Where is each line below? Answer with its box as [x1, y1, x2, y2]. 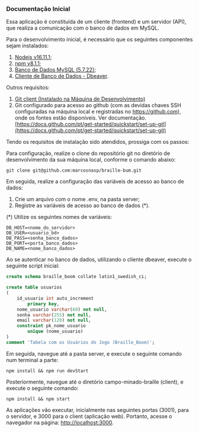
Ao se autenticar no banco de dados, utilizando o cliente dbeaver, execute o [6, 256, 192, 263]
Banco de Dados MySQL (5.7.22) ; [14, 66, 96, 73]
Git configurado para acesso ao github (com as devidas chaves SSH [14, 102, 182, 109]
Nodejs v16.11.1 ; [14, 54, 52, 61]
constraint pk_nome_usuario [17, 323, 86, 329]
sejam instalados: [6, 42, 49, 49]
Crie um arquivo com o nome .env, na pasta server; [14, 196, 140, 203]
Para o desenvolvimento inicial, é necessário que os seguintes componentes [6, 36, 193, 43]
